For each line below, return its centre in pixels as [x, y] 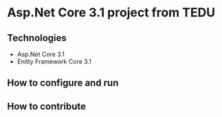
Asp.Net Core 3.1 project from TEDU [111, 13]
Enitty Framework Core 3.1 [54, 62]
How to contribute [47, 106]
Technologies [37, 38]
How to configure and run [63, 83]
